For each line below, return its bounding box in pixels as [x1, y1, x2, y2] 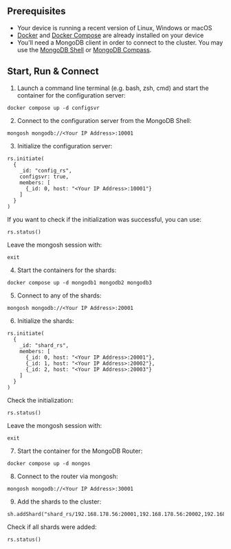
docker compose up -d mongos [7, 460, 91, 467]
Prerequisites [7, 5, 66, 17]
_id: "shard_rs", [19, 341, 69, 349]
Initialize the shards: [16, 316, 74, 325]
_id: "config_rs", [19, 167, 72, 174]
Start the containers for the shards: [16, 266, 117, 274]
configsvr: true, [19, 173, 69, 180]
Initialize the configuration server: [16, 142, 113, 150]
